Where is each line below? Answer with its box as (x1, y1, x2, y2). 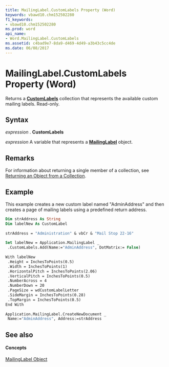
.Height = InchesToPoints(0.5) (7, 259, 74, 264)
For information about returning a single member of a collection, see (5, 167, 150, 174)
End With (5, 302, 24, 307)
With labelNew (5, 255, 36, 260)
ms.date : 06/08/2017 (5, 45, 50, 51)
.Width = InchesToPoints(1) (7, 264, 68, 269)
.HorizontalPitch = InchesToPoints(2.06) (7, 269, 97, 274)
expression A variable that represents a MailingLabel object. (5, 139, 133, 145)
